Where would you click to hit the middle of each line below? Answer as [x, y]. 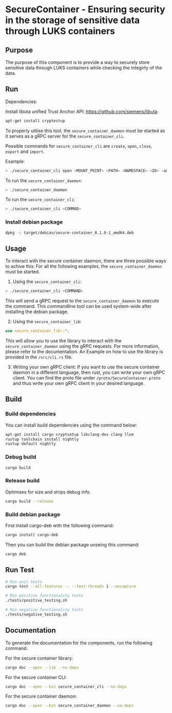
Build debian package [33, 514]
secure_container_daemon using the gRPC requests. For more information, [82, 346]
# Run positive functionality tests [44, 596]
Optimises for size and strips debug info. [48, 492]
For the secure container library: [39, 658]
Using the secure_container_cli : [47, 282]
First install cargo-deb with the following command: [60, 526]
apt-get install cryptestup [35, 121]
